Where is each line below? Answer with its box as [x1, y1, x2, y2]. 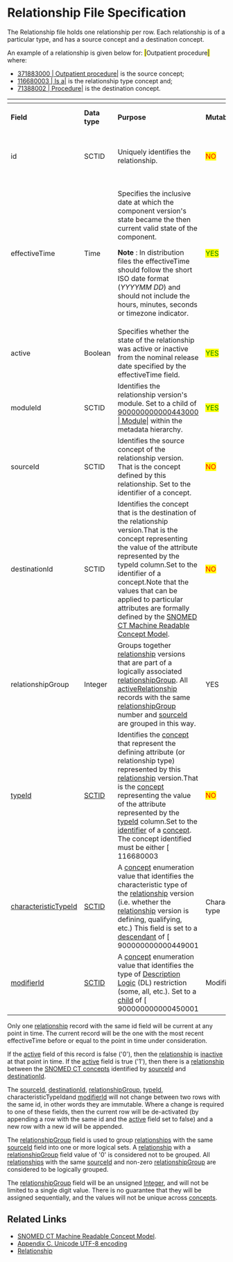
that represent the [117, 738, 176, 748]
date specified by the [117, 361, 187, 370]
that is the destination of [117, 508, 196, 518]
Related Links [7, 1213, 67, 1225]
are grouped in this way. [117, 718, 196, 728]
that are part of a [117, 658, 172, 667]
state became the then [117, 214, 191, 224]
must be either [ [117, 842, 170, 852]
